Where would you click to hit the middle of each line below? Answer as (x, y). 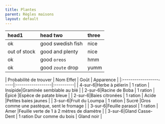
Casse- (145, 111)
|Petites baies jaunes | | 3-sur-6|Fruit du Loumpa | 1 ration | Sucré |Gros (78, 101)
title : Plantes (21, 10)
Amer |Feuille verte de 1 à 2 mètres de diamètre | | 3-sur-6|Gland (71, 111)
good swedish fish (62, 44)
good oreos (53, 60)
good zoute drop (59, 68)
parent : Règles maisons (30, 14)
